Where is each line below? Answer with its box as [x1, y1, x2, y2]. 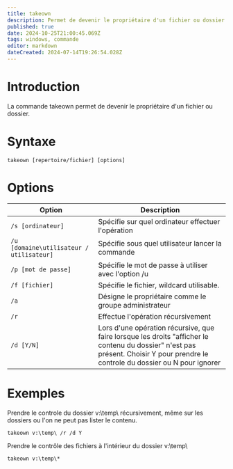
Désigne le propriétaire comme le [98, 292, 207, 301]
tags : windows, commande [7, 36, 79, 43]
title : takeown [7, 10, 51, 17]
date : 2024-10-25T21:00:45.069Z [7, 29, 101, 37]
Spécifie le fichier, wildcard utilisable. [98, 280, 220, 289]
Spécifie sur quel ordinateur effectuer [98, 216, 221, 226]
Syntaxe [7, 134, 56, 150]
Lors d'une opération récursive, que [98, 323, 215, 333]
